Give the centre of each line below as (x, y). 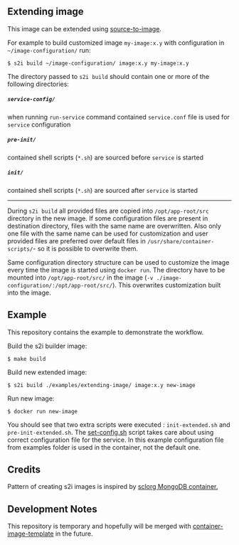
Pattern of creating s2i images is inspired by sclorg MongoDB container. (113, 487)
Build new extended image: (47, 372)
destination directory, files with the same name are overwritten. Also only (115, 226)
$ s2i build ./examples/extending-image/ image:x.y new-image (101, 385)
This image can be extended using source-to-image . (85, 28)
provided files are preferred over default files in (76, 240)
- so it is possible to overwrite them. (86, 248)
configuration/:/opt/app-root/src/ (60, 285)
